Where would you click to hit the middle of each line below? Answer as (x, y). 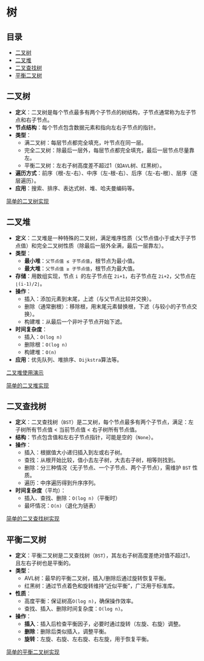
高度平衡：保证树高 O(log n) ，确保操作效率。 (80, 601)
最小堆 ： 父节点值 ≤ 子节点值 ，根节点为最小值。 (81, 261)
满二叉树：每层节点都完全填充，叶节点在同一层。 (85, 142)
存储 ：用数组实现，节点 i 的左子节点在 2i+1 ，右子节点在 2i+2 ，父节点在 (105, 276)
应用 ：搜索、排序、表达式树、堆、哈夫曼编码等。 (76, 188)
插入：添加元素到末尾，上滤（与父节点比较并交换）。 (89, 299)
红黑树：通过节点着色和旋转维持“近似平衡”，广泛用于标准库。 (101, 586)
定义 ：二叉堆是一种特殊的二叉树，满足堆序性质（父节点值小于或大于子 (103, 238)
